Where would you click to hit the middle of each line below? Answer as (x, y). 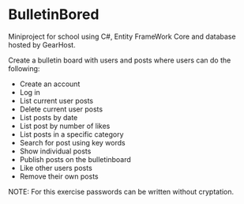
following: (24, 68)
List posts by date (49, 117)
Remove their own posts (59, 176)
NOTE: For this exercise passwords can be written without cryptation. (121, 191)
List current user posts (56, 100)
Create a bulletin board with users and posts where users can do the (120, 60)
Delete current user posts (61, 109)
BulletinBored (54, 15)
